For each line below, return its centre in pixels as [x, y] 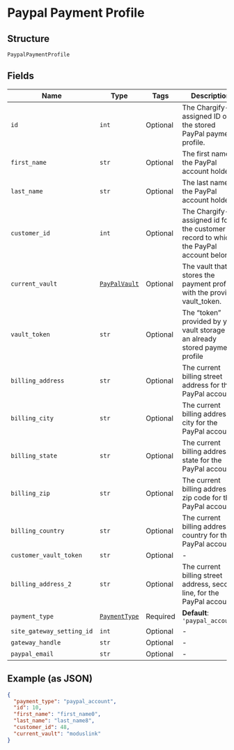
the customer [204, 228]
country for [201, 535]
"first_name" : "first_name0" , [57, 714]
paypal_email [32, 654]
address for [201, 385]
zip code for [202, 497]
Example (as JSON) [50, 679]
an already [200, 339]
